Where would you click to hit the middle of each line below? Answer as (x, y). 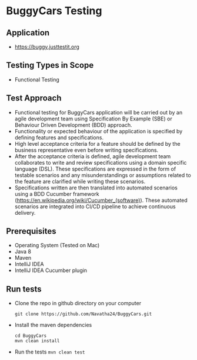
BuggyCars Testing (54, 11)
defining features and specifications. (59, 138)
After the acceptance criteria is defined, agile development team (93, 156)
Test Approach (34, 98)
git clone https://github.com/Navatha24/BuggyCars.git (83, 314)
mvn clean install (37, 341)
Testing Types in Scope (50, 65)
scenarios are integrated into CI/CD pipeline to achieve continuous (95, 206)
